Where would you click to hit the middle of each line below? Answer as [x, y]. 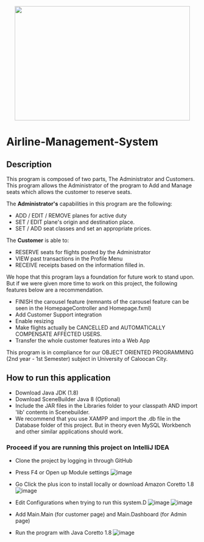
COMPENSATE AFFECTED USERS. [58, 334]
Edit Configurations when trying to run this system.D [81, 502]
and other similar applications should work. [69, 431]
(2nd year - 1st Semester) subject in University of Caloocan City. [87, 359]
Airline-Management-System [82, 142]
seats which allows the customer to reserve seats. [69, 192]
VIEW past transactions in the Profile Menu [69, 259]
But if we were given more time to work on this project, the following [92, 283]
